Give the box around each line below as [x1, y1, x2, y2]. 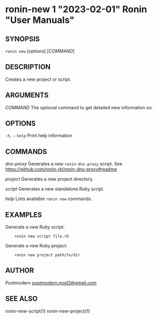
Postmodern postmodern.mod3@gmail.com [5, 279, 97, 285]
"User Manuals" [5, 14, 75, 26]
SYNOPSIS [5, 35, 40, 43]
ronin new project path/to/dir [14, 252, 81, 258]
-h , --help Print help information [5, 133, 72, 139]
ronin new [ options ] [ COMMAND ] [5, 48, 75, 54]
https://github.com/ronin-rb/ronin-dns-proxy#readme [5, 166, 117, 172]
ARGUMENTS [5, 91, 49, 100]
